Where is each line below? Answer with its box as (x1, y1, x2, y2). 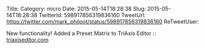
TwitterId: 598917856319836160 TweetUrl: (39, 11, 146, 19)
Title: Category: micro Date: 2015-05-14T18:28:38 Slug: (6, 5, 146, 12)
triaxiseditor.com (6, 36, 49, 43)
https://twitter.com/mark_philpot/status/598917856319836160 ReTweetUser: (6, 18, 199, 25)
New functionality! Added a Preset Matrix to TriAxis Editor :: (6, 30, 156, 37)
